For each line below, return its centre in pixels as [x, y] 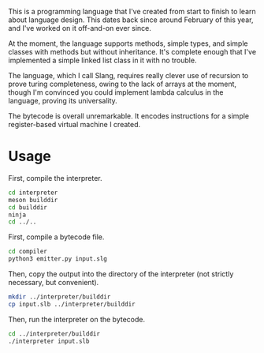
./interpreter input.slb [49, 341]
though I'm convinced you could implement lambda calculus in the [116, 92]
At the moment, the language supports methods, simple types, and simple [128, 43]
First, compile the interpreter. [55, 178]
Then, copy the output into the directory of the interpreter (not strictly [121, 274]
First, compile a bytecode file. [56, 237]
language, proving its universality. [63, 101]
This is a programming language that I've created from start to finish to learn [132, 11]
